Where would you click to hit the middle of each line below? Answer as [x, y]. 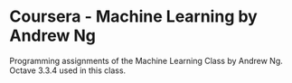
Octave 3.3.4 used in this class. [68, 70]
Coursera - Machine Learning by [133, 17]
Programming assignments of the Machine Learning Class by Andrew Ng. [146, 60]
